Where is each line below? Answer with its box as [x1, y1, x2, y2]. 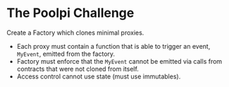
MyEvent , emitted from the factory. [16, 50, 116, 58]
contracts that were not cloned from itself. [16, 64, 139, 73]
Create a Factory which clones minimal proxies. [6, 28, 144, 37]
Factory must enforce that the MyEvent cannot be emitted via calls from [16, 57, 223, 65]
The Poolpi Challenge [6, 5, 135, 21]
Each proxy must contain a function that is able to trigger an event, [16, 42, 211, 50]
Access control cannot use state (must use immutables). [16, 72, 181, 81]
